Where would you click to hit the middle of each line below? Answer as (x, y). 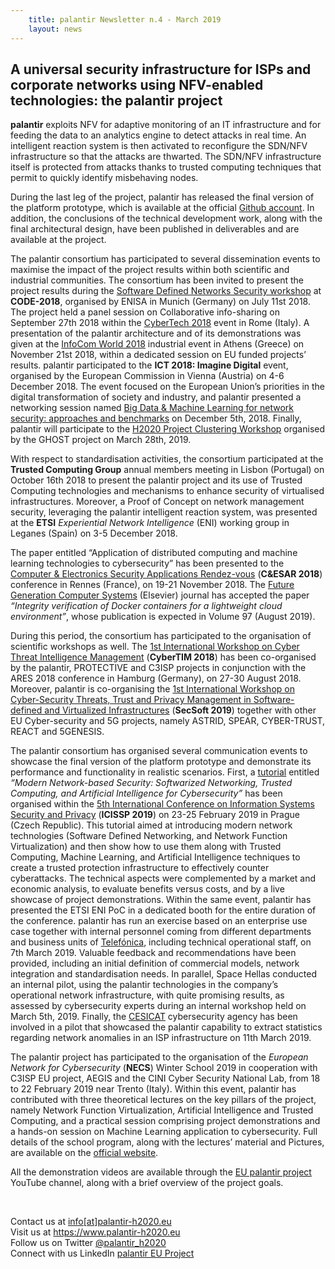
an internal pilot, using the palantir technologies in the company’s (144, 985)
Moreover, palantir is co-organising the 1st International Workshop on (152, 689)
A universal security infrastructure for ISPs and (161, 69)
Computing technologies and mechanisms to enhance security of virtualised (167, 491)
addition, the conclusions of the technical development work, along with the (166, 218)
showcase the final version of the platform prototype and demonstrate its (161, 762)
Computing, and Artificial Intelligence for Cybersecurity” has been (146, 793)
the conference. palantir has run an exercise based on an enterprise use (159, 921)
